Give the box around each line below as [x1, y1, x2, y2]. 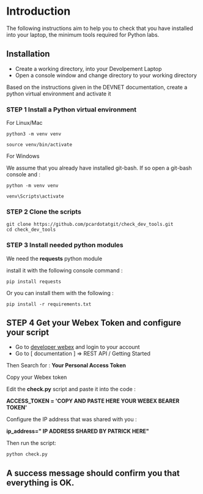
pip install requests [6, 279, 62, 285]
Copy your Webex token [6, 373, 67, 381]
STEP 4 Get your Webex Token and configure [6, 318, 182, 328]
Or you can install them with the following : [6, 289, 114, 296]
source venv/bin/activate [6, 142, 72, 148]
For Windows [6, 152, 40, 160]
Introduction [6, 4, 71, 18]
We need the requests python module [6, 255, 103, 262]
